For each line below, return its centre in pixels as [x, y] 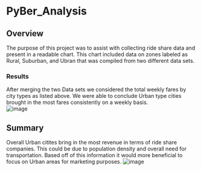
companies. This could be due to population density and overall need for [97, 149]
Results [18, 76]
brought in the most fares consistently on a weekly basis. [77, 102]
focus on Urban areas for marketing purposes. [64, 162]
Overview [25, 34]
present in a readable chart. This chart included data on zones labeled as [97, 54]
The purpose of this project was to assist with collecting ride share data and [101, 48]
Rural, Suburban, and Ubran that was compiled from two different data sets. [101, 61]
